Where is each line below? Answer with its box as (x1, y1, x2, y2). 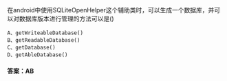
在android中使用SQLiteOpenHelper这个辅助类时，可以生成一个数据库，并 (7, 6, 215, 14)
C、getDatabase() (7, 44, 56, 51)
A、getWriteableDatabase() (7, 30, 84, 36)
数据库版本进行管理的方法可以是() (19, 14, 115, 23)
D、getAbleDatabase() (7, 51, 68, 58)
